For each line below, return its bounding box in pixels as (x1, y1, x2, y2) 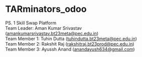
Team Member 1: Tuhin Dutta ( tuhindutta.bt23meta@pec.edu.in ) (5, 36, 137, 42)
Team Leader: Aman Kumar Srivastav (5, 25, 82, 31)
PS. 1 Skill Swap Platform (5, 20, 57, 26)
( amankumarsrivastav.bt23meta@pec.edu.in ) (5, 30, 99, 36)
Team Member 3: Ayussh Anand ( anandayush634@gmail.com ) (5, 46, 135, 52)
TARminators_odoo (5, 3, 87, 15)
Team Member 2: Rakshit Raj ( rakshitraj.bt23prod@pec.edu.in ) (5, 41, 134, 47)
